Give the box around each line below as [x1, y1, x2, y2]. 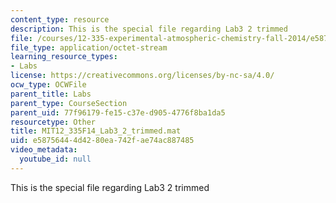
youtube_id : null [19, 154, 92, 164]
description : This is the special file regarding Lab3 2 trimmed [10, 24, 288, 34]
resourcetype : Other [10, 117, 97, 127]
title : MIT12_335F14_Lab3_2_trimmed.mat [10, 126, 182, 136]
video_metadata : [10, 145, 78, 155]
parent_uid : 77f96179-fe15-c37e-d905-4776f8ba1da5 [10, 107, 226, 118]
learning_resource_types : [10, 52, 118, 62]
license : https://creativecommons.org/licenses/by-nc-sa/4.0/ [10, 71, 275, 81]
